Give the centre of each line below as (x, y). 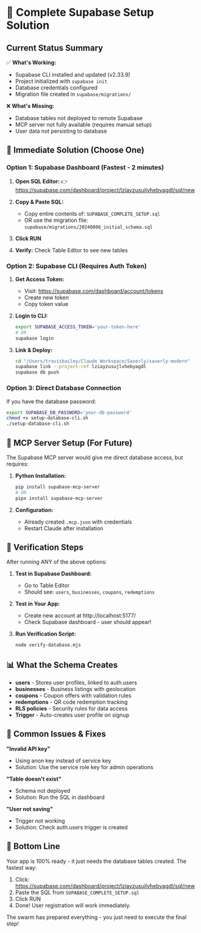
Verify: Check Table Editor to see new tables (71, 250)
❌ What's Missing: (30, 106)
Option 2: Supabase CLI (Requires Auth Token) (77, 266)
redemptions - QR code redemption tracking (71, 702)
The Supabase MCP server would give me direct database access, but (95, 457)
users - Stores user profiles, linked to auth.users (76, 683)
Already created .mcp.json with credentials (78, 522)
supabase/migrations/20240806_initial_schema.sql (89, 227)
